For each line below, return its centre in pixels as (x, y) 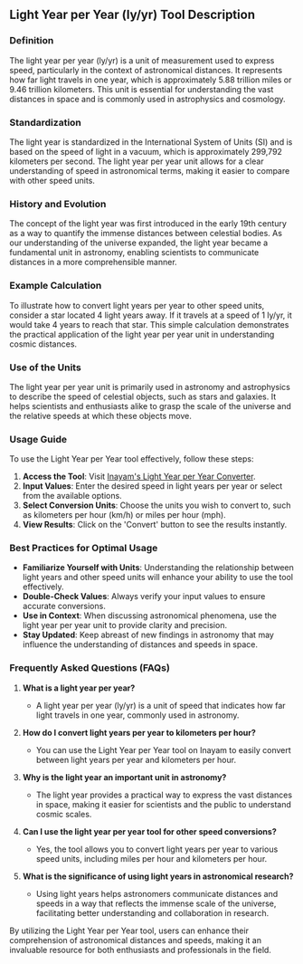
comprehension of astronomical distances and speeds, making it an (136, 940)
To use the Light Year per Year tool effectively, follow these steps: (132, 459)
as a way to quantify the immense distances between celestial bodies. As (146, 234)
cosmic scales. (64, 814)
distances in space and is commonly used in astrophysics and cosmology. (148, 99)
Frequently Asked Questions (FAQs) (90, 668)
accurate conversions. (64, 606)
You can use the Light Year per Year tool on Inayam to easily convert (163, 749)
